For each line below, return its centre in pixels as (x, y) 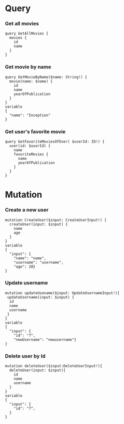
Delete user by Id (25, 356)
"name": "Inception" (30, 115)
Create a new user (27, 210)
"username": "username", (39, 262)
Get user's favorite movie (35, 131)
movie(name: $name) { (31, 81)
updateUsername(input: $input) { (41, 297)
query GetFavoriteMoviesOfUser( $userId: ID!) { (55, 142)
